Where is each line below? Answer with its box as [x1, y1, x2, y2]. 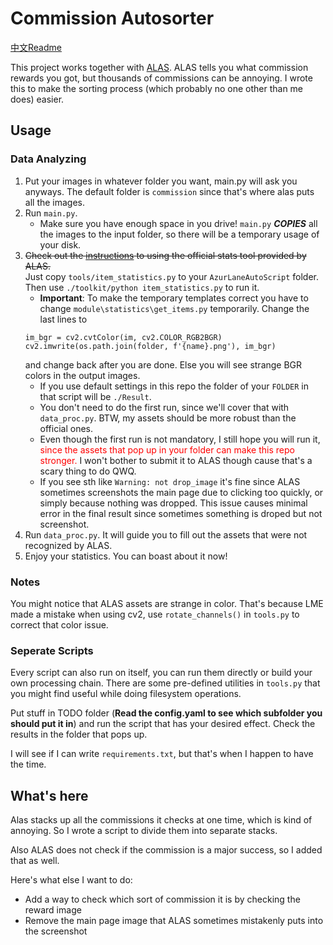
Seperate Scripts [10, 643, 94, 657]
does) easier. [10, 93, 65, 105]
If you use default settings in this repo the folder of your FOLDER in [39, 380, 309, 392]
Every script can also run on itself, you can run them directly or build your [10, 667, 313, 679]
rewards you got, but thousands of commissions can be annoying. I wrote [10, 72, 313, 84]
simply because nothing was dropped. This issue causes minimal [39, 497, 308, 509]
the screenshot [24, 925, 88, 937]
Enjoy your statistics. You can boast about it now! [24, 550, 228, 562]
